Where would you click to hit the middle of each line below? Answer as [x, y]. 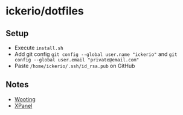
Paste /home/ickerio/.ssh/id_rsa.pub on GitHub [75, 66]
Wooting [25, 99]
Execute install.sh [39, 48]
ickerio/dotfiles [45, 11]
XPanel [23, 105]
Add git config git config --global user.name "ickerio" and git [96, 54]
